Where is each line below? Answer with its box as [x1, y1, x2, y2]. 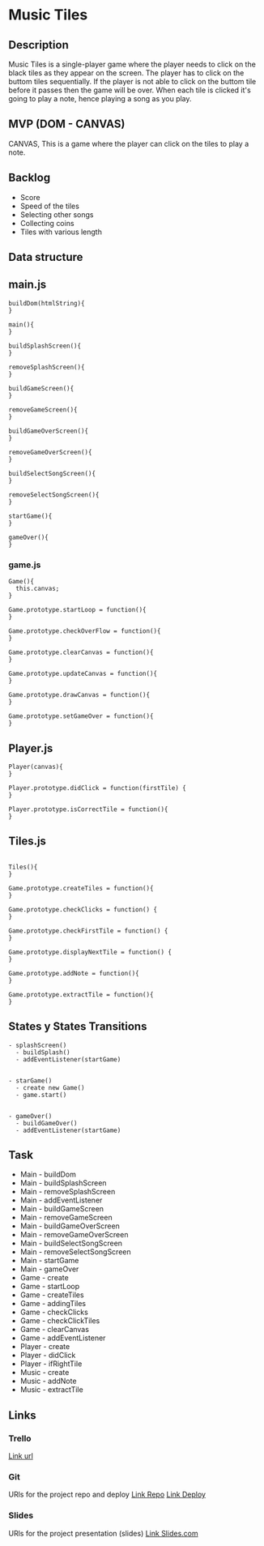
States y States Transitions [8, 1019, 147, 1034]
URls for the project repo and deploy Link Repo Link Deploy [8, 1489, 207, 1500]
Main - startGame [19, 1256, 79, 1266]
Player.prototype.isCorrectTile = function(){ [8, 805, 168, 814]
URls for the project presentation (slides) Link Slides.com [8, 1528, 198, 1538]
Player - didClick [19, 1351, 76, 1360]
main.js [8, 278, 47, 292]
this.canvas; [15, 585, 60, 593]
